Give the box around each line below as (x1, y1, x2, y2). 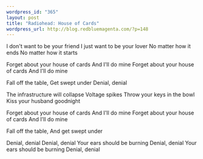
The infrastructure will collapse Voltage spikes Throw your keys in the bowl (6, 91, 195, 98)
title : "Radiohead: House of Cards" (6, 20, 99, 26)
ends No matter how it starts (6, 49, 78, 57)
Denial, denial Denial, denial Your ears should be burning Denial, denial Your (6, 140, 197, 147)
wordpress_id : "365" (6, 9, 59, 15)
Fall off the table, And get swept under (6, 127, 103, 135)
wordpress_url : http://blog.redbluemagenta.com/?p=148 (6, 26, 149, 32)
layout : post (6, 15, 40, 21)
